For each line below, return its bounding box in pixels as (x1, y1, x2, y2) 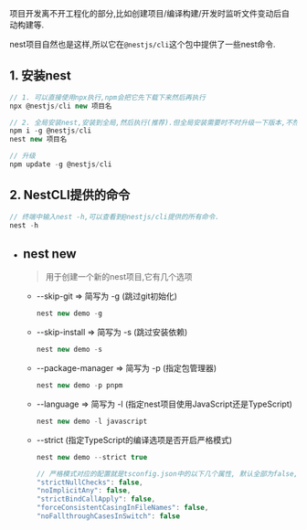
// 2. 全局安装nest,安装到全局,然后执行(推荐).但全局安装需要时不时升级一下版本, (9, 118, 286, 127)
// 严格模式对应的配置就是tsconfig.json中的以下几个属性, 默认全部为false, (36, 469, 299, 478)
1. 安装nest (9, 68, 71, 84)
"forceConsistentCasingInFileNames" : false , (36, 503, 209, 513)
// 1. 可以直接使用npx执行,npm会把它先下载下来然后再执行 (9, 92, 206, 102)
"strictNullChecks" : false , (36, 478, 143, 487)
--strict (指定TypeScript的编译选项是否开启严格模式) (36, 434, 233, 445)
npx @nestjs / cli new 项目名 (9, 101, 112, 111)
